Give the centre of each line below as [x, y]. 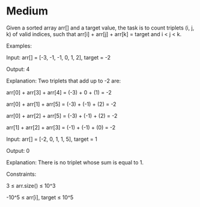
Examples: [19, 46]
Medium [27, 11]
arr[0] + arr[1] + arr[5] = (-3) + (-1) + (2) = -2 [61, 104]
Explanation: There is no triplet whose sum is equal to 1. [75, 162]
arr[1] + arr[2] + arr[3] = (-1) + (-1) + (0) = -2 [61, 127]
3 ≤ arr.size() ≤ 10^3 [31, 185]
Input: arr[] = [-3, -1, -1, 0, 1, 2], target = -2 [59, 57]
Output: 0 [18, 150]
